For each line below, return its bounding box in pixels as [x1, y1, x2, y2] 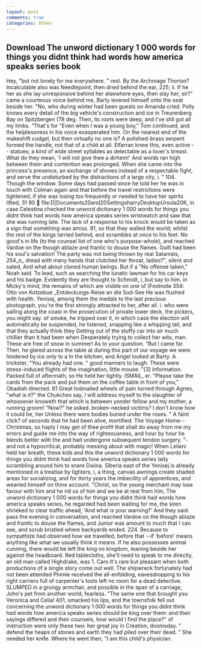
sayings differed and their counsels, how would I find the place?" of [6, 616, 174, 623]
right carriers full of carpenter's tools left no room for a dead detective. [6, 577, 182, 585]
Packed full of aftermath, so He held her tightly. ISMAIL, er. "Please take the [6, 372, 194, 380]
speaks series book [6, 61, 81, 71]
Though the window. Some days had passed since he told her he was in [6, 180, 185, 187]
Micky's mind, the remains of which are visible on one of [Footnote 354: [6, 282, 185, 290]
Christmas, [6, 424, 33, 431]
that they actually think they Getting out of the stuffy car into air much [6, 327, 179, 335]
